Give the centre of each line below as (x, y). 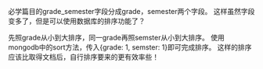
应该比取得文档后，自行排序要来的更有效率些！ (83, 57)
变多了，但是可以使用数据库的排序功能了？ (77, 21)
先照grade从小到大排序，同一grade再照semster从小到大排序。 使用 (116, 38)
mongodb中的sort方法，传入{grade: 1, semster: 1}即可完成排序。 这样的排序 (130, 47)
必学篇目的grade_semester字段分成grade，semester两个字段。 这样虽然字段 (131, 11)
